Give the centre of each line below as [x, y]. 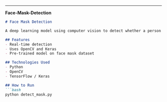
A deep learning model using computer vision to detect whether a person [83, 31]
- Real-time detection [29, 44]
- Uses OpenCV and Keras [31, 49]
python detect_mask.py [29, 95]
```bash [13, 90]
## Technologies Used [28, 62]
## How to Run [20, 85]
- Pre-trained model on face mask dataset [50, 53]
